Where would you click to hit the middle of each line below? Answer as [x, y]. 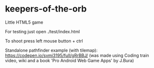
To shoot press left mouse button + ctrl [44, 41]
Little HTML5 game [24, 22]
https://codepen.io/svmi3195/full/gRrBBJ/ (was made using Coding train [77, 55]
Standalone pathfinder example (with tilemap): [51, 50]
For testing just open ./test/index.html [43, 31]
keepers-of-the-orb [46, 9]
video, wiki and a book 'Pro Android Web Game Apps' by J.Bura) [70, 60]
